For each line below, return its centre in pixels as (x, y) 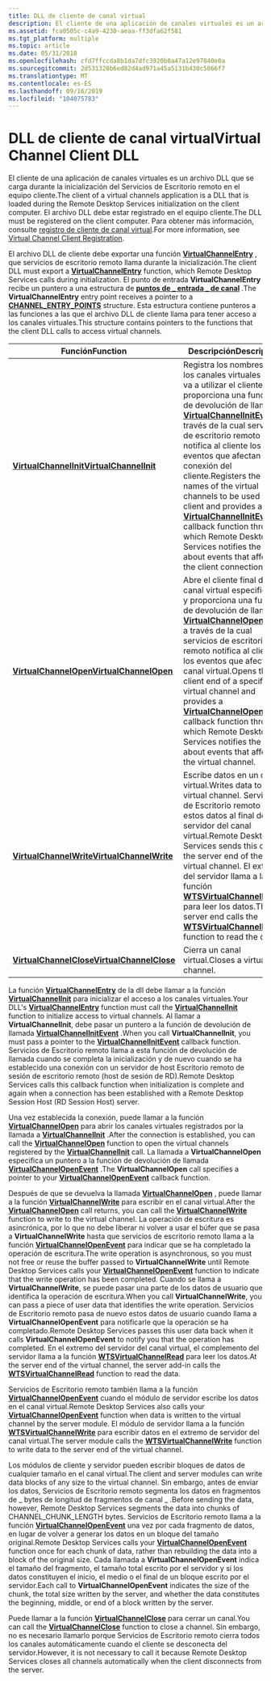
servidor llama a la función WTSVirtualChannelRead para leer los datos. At (133, 1357)
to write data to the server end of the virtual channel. (96, 1450)
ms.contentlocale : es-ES (50, 83)
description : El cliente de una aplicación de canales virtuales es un (131, 23)
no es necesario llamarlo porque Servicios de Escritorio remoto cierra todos (134, 1636)
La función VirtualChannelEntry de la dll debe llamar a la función (117, 990)
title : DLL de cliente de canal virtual (77, 16)
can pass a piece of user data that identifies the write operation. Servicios (131, 1305)
